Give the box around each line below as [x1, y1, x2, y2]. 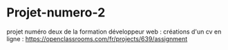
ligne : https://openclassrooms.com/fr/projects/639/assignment [6, 34, 188, 42]
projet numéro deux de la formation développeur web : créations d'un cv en [6, 27, 222, 36]
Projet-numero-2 [6, 5, 106, 21]
